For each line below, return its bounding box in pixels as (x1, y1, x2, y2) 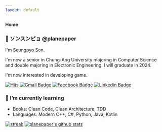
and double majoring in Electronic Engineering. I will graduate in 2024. (5, 62, 152, 68)
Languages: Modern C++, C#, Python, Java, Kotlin (12, 111, 118, 117)
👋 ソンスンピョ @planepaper (5, 35, 76, 42)
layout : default (5, 7, 39, 13)
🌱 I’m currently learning (5, 94, 64, 102)
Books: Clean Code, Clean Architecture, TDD (12, 106, 106, 112)
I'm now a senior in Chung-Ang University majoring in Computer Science (5, 56, 157, 62)
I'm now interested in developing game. (5, 72, 88, 78)
